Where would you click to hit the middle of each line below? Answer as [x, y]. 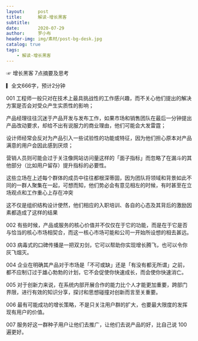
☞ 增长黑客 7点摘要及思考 [37, 73]
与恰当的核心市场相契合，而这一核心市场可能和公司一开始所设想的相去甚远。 [99, 232]
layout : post [27, 12]
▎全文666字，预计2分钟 [36, 86]
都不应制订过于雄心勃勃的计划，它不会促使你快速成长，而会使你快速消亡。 [96, 272]
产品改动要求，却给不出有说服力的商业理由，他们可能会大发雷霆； [86, 125]
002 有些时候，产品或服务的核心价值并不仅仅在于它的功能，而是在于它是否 [97, 225]
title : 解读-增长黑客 [37, 17]
